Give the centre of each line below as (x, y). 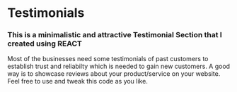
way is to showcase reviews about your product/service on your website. (114, 74)
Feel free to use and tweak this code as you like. (78, 81)
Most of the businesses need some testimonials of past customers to (108, 59)
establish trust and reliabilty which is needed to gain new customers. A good (119, 66)
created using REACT (45, 44)
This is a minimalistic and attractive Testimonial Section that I (115, 35)
